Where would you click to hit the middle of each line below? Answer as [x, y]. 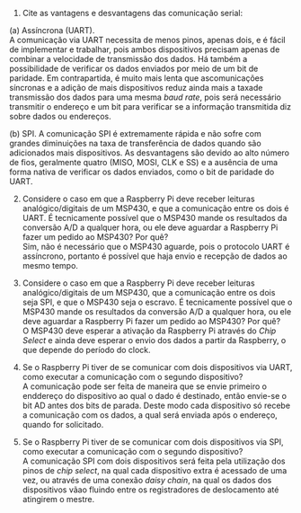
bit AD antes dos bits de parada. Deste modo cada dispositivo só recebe [156, 405]
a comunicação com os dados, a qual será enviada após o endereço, [150, 415]
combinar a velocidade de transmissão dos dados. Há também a [128, 59]
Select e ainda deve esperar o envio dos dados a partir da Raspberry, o [154, 340]
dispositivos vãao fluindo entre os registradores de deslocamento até [150, 490]
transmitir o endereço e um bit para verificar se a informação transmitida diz [150, 106]
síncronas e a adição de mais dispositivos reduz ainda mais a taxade [136, 88]
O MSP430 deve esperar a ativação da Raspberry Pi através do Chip [149, 331]
